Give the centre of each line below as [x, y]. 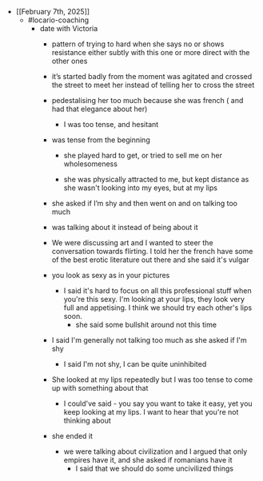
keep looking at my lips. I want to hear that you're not [151, 412]
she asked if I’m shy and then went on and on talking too [145, 203]
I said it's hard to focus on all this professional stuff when [157, 290]
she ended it [72, 436]
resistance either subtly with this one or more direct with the [151, 52]
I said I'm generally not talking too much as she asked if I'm [149, 340]
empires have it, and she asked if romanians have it [148, 460]
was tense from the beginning [101, 140]
